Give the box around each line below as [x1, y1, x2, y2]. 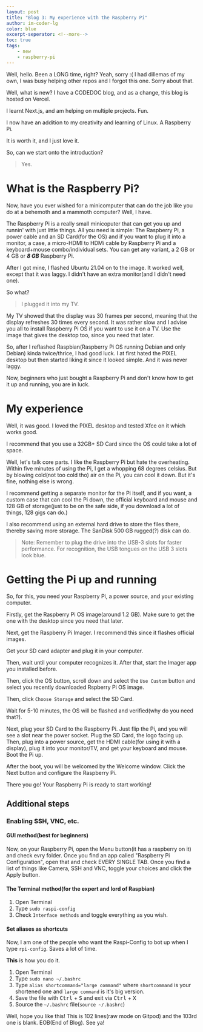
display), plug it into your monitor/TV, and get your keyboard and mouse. [6, 745, 188, 752]
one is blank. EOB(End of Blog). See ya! [6, 1019, 105, 1027]
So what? [6, 289, 30, 296]
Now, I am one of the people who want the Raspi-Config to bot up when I [6, 939, 188, 946]
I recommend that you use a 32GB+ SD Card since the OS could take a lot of [6, 440, 197, 447]
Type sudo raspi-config [15, 905, 76, 913]
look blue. [21, 551, 47, 558]
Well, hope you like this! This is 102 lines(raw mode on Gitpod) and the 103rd [6, 1013, 197, 1020]
